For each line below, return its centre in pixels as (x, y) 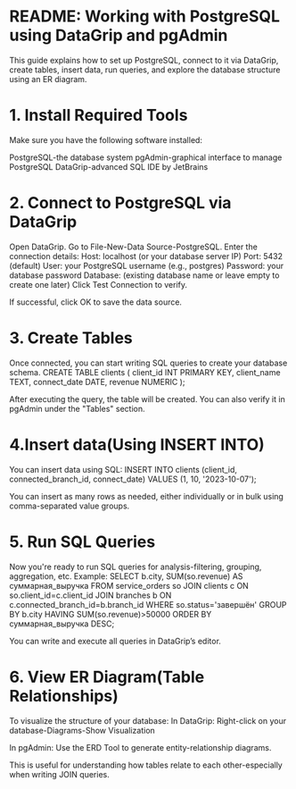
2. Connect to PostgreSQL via (120, 203)
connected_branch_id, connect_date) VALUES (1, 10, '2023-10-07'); (133, 479)
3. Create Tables (71, 338)
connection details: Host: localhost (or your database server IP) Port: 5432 (146, 256)
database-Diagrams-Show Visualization (82, 730)
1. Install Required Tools (99, 116)
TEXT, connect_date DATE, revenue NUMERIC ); (97, 382)
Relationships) (64, 696)
